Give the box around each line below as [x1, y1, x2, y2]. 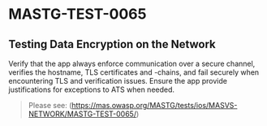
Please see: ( [28, 101, 72, 110]
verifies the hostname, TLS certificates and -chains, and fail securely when [8, 67, 260, 77]
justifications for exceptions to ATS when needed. [8, 85, 175, 94]
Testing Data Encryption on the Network [8, 37, 217, 51]
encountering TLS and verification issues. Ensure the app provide [8, 76, 227, 85]
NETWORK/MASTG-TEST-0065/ [28, 109, 136, 119]
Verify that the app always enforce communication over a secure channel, [8, 59, 256, 68]
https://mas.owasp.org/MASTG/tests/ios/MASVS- [71, 101, 238, 110]
